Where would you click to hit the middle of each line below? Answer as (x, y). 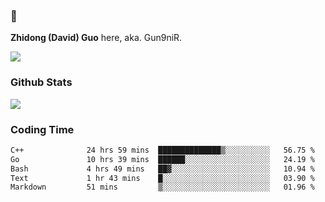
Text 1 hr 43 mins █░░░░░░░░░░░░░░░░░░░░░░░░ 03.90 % (162, 178)
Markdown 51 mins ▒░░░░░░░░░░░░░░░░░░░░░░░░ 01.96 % (162, 187)
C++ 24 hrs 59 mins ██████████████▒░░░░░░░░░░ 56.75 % (162, 150)
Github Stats (41, 82)
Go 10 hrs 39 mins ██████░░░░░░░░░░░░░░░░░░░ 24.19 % (162, 159)
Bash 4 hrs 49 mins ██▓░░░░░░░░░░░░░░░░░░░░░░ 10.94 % (162, 169)
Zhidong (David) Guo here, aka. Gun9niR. (96, 38)
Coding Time (42, 129)
